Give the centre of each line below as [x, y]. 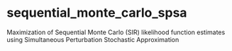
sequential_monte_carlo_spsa [97, 13]
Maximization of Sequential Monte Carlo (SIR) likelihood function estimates [116, 32]
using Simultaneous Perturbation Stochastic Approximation [93, 39]
